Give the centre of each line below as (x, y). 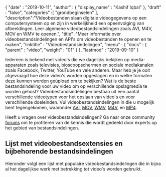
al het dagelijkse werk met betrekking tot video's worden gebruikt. (73, 169)
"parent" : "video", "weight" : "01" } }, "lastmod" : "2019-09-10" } (72, 50)
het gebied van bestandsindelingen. (42, 128)
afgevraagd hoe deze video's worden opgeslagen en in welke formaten (79, 75)
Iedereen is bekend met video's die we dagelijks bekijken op (67, 59)
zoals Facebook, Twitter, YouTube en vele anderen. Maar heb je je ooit (78, 70)
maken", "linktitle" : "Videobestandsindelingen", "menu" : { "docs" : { (76, 44)
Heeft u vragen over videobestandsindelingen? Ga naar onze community (80, 117)
